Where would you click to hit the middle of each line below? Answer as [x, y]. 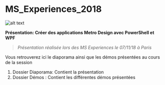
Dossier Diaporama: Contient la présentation [58, 72]
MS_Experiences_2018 [53, 9]
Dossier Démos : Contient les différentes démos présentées [74, 77]
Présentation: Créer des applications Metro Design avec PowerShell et [80, 32]
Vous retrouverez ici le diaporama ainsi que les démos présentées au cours [82, 57]
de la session [19, 62]
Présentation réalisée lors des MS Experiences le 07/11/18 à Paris [84, 47]
